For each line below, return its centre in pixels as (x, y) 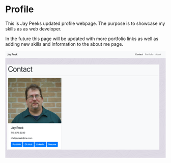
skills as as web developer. (33, 28)
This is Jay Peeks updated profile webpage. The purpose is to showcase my (85, 23)
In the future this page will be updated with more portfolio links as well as (82, 39)
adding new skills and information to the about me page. (64, 44)
